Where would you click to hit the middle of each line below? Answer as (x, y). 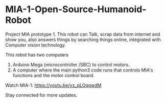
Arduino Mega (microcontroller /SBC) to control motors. (71, 64)
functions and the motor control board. (53, 75)
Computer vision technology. (36, 45)
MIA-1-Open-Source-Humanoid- (76, 9)
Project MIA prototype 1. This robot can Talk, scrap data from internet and (83, 34)
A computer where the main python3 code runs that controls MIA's (83, 70)
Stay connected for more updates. (41, 95)
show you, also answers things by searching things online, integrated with (83, 40)
